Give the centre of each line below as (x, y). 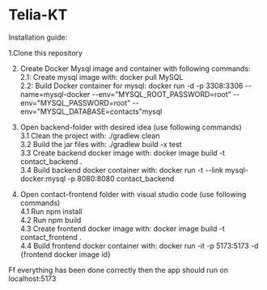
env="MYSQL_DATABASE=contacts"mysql (91, 111)
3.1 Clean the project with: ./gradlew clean (90, 136)
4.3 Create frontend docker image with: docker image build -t (122, 229)
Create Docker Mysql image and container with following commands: (135, 68)
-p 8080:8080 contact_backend (121, 179)
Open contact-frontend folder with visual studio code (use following (133, 194)
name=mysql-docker (55, 94)
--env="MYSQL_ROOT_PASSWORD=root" (162, 94)
